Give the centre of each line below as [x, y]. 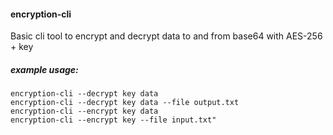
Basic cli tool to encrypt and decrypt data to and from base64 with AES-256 [166, 36]
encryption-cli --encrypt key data [84, 111]
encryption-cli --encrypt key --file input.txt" [113, 120]
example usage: [44, 69]
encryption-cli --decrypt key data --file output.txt [125, 103]
